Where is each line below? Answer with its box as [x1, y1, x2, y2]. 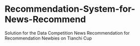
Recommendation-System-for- [4, 3, 136, 15]
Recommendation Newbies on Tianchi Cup [4, 35, 92, 41]
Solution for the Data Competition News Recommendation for [4, 30, 130, 36]
